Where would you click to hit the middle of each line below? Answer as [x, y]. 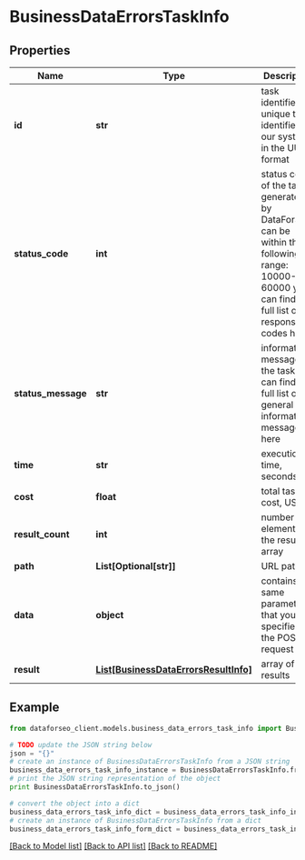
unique [275, 114]
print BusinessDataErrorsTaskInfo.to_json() [95, 787]
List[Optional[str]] [136, 566]
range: [275, 265]
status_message [51, 393]
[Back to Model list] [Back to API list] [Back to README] [113, 846]
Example [34, 708]
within [274, 242]
